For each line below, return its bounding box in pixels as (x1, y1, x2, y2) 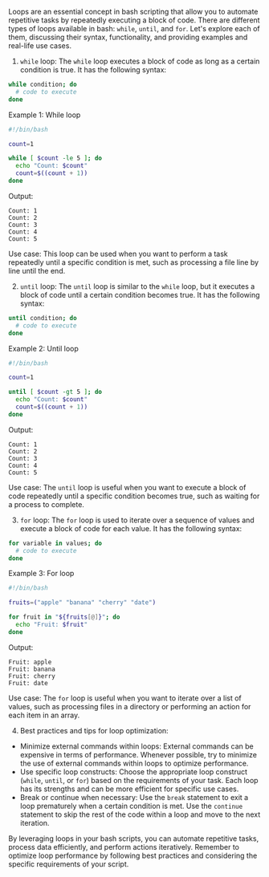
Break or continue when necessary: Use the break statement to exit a (19, 792, 249, 802)
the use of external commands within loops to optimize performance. (19, 758, 249, 768)
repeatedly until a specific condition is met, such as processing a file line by (8, 257, 259, 267)
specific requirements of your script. (8, 859, 129, 869)
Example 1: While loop (8, 110, 81, 120)
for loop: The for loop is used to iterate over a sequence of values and (19, 515, 255, 525)
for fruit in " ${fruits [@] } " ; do (8, 613, 120, 621)
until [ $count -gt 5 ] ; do (8, 388, 103, 396)
